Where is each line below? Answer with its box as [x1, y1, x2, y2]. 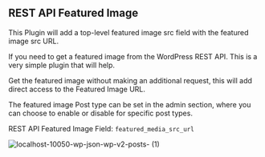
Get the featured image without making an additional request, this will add [8, 75, 253, 85]
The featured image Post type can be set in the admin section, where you [8, 99, 251, 109]
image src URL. [8, 36, 59, 46]
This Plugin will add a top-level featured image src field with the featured [8, 27, 249, 37]
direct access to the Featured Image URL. [8, 84, 146, 94]
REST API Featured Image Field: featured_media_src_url [8, 123, 194, 133]
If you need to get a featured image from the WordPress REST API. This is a [8, 51, 258, 61]
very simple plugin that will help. [8, 60, 115, 70]
